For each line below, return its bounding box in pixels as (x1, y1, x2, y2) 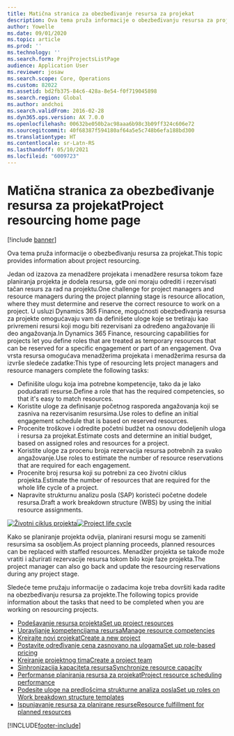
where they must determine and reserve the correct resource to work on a (7, 299, 221, 307)
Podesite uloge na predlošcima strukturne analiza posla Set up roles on (17, 685, 221, 693)
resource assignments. (17, 505, 84, 514)
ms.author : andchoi (7, 101, 64, 108)
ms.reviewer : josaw (7, 68, 64, 75)
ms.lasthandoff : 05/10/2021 (7, 146, 89, 153)
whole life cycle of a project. (17, 483, 99, 491)
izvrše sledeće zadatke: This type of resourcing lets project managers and (7, 358, 219, 367)
